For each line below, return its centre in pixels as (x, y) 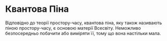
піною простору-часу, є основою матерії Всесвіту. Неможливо (73, 28)
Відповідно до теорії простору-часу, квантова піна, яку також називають (84, 23)
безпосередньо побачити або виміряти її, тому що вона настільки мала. (83, 33)
